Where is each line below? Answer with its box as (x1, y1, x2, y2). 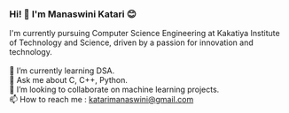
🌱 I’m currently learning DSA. (9, 65, 115, 76)
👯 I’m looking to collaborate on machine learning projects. (9, 84, 220, 95)
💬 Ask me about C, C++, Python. (9, 75, 129, 86)
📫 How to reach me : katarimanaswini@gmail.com (9, 94, 194, 105)
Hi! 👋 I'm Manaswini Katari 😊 (9, 8, 137, 20)
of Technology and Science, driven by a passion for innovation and (9, 37, 254, 48)
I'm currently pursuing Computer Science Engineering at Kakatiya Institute (9, 28, 281, 39)
